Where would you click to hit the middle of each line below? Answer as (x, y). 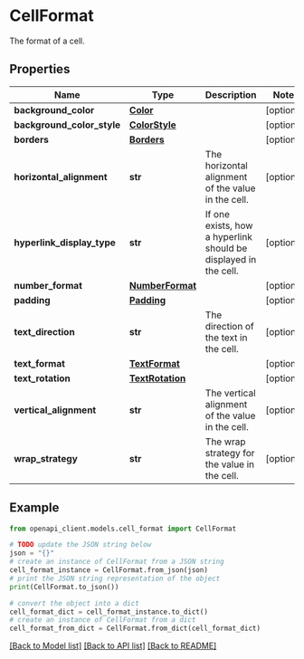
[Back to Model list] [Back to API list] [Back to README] (113, 646)
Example (34, 508)
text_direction (44, 331)
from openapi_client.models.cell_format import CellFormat (123, 529)
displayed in (231, 259)
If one (218, 214)
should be (226, 248)
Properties (40, 69)
